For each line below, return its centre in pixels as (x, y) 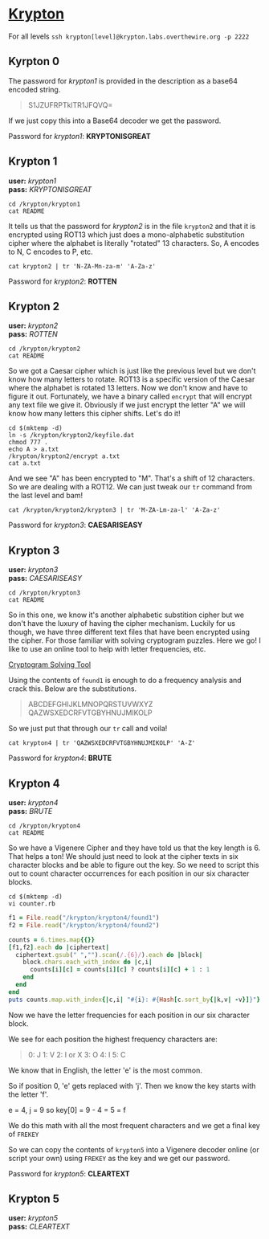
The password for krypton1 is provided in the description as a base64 (123, 80)
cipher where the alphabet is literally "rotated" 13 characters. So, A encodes (134, 243)
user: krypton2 (33, 325)
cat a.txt (25, 464)
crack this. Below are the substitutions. (73, 689)
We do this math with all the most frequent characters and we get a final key (134, 1125)
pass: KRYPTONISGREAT (50, 189)
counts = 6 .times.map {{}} (51, 940)
